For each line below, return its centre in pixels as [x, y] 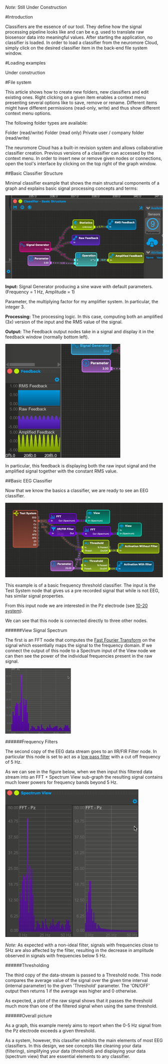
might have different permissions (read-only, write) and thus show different [82, 108]
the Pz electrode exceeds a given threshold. [50, 1031]
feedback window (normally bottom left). [47, 337]
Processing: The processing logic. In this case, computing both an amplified [84, 317]
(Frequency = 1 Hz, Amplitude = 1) [40, 292]
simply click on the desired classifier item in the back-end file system [76, 48]
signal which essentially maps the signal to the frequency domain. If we [79, 646]
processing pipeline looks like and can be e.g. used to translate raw [74, 32]
